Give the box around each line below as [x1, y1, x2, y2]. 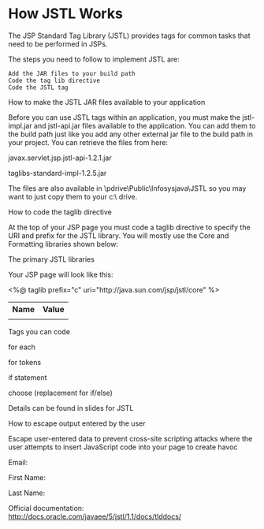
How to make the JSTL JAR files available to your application [8, 97, 206, 106]
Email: [8, 457, 28, 467]
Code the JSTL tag [8, 84, 69, 91]
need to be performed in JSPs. [8, 39, 108, 48]
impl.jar [8, 121, 33, 130]
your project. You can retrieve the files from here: [8, 137, 168, 147]
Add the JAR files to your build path [8, 69, 136, 77]
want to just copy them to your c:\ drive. [8, 192, 138, 201]
